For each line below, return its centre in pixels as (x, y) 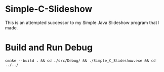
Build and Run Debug (49, 48)
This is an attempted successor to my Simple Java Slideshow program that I (82, 23)
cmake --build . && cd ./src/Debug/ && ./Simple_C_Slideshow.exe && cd (80, 60)
